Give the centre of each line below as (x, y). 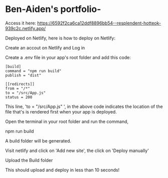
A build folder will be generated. (38, 140)
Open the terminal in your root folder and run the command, (67, 121)
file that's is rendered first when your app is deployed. (61, 111)
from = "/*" (18, 88)
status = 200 (19, 97)
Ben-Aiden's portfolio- (53, 9)
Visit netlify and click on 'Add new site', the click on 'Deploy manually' (77, 150)
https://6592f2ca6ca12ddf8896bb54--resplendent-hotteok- (99, 23)
